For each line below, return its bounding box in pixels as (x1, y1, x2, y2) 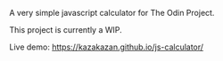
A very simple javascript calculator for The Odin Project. (9, 8, 215, 18)
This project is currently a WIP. (9, 25, 122, 34)
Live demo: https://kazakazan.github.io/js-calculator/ (9, 42, 203, 52)
